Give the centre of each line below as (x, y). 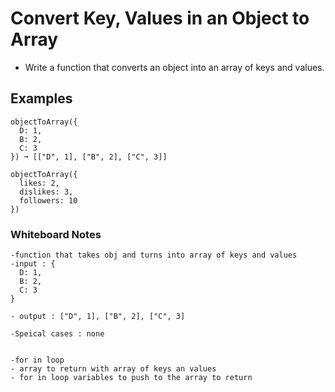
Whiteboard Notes (56, 234)
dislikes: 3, (46, 192)
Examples (41, 98)
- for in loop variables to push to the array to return (131, 378)
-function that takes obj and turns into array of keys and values (154, 255)
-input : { (33, 264)
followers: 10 (48, 200)
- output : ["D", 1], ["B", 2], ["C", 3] (98, 317)
